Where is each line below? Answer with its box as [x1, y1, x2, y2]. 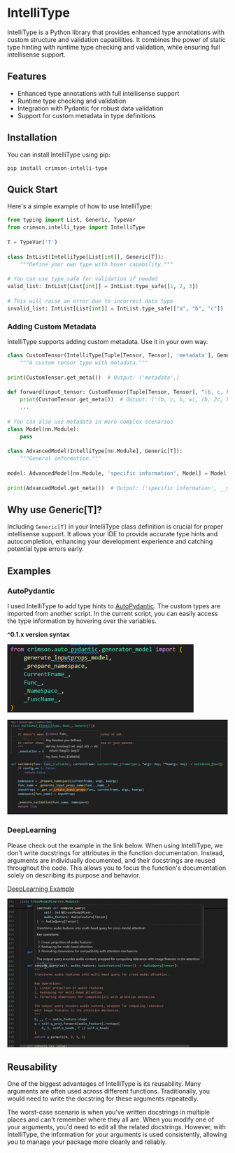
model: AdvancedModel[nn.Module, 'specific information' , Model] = [7, 470, 208, 477]
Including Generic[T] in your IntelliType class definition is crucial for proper [7, 522, 224, 531]
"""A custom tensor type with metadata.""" [20, 359, 149, 366]
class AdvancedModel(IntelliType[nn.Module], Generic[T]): [7, 447, 183, 455]
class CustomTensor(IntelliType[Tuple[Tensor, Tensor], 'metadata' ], [7, 352, 215, 359]
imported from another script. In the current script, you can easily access [7, 610, 218, 618]
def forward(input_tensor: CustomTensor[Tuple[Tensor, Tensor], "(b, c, [7, 389, 224, 396]
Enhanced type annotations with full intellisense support [17, 89, 180, 97]
